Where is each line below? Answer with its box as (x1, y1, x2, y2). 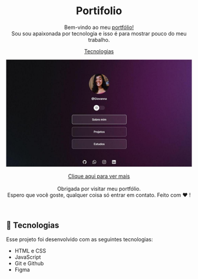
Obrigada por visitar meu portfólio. (57, 185, 141, 193)
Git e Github (14, 260, 44, 267)
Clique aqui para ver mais (68, 173, 130, 180)
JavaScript (14, 254, 41, 261)
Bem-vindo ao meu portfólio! (64, 24, 134, 31)
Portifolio (75, 4, 123, 18)
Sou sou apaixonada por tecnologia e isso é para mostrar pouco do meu (11, 30, 187, 37)
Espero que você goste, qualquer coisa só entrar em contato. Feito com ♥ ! (7, 192, 191, 199)
